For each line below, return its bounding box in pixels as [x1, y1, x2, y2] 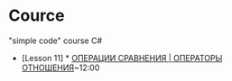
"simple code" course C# [8, 35, 103, 46]
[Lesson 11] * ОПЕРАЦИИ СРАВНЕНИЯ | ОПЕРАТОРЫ [21, 52, 223, 63]
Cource [8, 5, 65, 26]
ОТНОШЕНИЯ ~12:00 [21, 62, 100, 73]
